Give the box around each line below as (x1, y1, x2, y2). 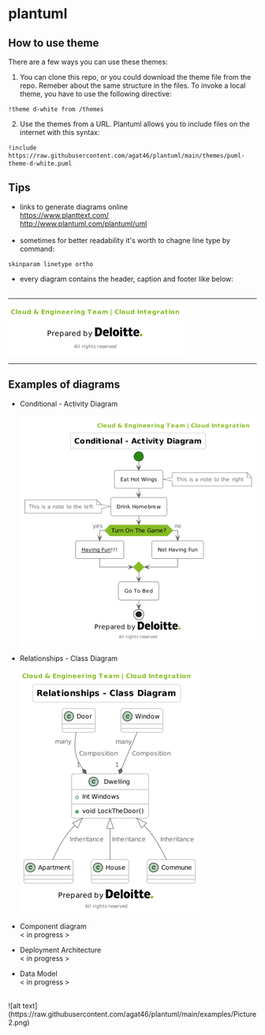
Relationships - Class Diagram (19, 654, 118, 663)
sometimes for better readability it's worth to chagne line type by (19, 235, 231, 245)
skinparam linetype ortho (8, 260, 93, 268)
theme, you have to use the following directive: (19, 89, 172, 99)
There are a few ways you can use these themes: (8, 57, 168, 66)
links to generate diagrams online (19, 202, 129, 212)
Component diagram (19, 921, 87, 932)
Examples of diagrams (8, 378, 121, 392)
